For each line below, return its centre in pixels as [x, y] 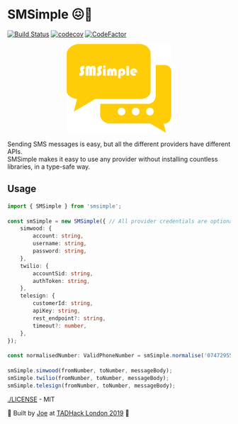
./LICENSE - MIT [31, 399]
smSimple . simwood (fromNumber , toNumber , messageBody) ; [90, 371]
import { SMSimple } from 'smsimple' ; [64, 206]
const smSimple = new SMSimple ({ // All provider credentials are [107, 221]
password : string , [60, 251]
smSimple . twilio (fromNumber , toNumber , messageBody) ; [89, 378]
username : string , [60, 244]
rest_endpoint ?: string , [69, 318]
